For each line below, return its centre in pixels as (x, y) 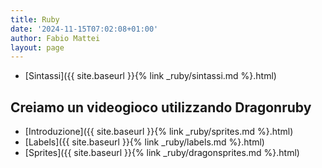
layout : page (37, 47)
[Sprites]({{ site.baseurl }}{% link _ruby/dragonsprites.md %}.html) (162, 153)
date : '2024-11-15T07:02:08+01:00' (84, 29)
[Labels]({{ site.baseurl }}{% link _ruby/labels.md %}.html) (144, 142)
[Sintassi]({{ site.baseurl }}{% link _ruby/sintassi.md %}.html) (150, 76)
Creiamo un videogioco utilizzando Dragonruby (161, 107)
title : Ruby (35, 19)
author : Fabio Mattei (55, 38)
